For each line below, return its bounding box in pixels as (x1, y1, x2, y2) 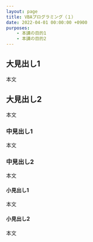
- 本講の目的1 (16, 30, 47, 36)
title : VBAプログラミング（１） (6, 14, 76, 20)
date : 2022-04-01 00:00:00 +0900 (6, 19, 88, 25)
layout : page (6, 8, 38, 15)
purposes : (6, 25, 30, 31)
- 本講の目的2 (16, 36, 47, 42)
